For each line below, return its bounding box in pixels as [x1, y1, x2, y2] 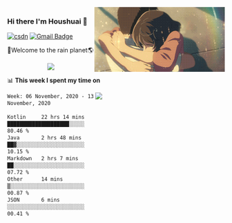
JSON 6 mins [7, 197, 60, 204]
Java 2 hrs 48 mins [7, 135, 81, 142]
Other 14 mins [7, 176, 64, 183]
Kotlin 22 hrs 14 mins [7, 114, 85, 121]
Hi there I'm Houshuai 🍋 [7, 17, 88, 26]
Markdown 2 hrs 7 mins [7, 155, 79, 162]
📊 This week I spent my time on [7, 76, 101, 85]
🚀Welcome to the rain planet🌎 [7, 46, 94, 55]
